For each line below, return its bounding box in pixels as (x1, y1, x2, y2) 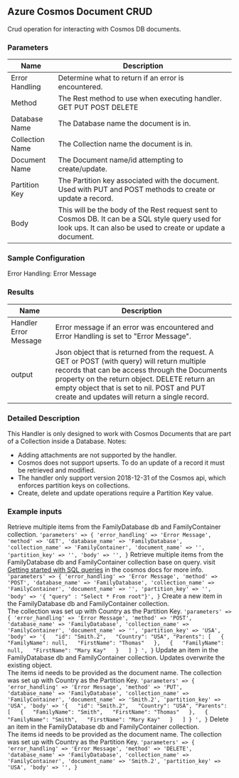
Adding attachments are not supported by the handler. (17, 451, 177, 459)
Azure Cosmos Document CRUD (7, 6, 153, 18)
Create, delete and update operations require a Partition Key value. (17, 489, 213, 497)
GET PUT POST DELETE (58, 103, 139, 113)
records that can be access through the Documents (55, 365, 228, 375)
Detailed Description (7, 413, 80, 423)
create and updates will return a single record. (55, 392, 209, 402)
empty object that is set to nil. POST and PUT (55, 383, 206, 393)
